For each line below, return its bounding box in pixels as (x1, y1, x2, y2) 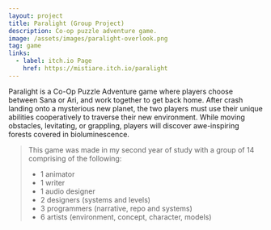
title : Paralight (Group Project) (8, 19, 125, 27)
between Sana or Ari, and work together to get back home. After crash (8, 94, 243, 105)
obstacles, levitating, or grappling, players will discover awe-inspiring (8, 120, 240, 130)
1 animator (40, 169, 75, 178)
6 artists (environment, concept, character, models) (40, 211, 212, 222)
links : (8, 49, 31, 57)
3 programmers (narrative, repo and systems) (40, 203, 193, 213)
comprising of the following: (28, 153, 122, 163)
